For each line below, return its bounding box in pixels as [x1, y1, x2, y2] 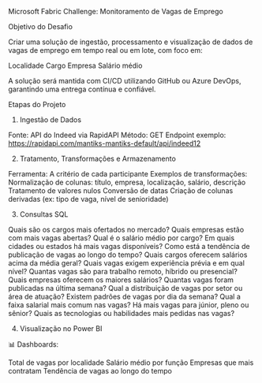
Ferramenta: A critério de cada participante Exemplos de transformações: [8, 169, 248, 178]
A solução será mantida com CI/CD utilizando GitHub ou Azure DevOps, [8, 76, 242, 85]
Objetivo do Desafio [8, 22, 73, 31]
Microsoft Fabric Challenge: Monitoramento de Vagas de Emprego [8, 7, 223, 16]
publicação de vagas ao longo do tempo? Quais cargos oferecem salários [8, 250, 248, 259]
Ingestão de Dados [19, 115, 81, 125]
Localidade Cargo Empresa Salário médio [8, 61, 143, 70]
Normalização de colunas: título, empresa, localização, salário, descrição [8, 177, 246, 187]
